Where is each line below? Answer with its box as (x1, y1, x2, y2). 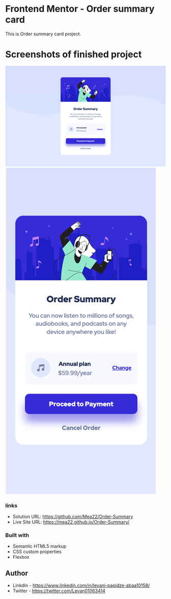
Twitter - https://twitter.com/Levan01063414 (12, 588, 105, 594)
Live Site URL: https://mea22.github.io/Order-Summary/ (12, 519, 130, 525)
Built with (5, 532, 30, 539)
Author (5, 569, 28, 578)
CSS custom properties (12, 549, 62, 555)
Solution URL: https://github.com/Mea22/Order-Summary (12, 513, 133, 520)
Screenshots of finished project (5, 49, 142, 60)
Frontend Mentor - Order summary (5, 3, 155, 15)
